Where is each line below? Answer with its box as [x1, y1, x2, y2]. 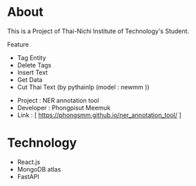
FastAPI [17, 172, 39, 180]
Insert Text [17, 68, 48, 76]
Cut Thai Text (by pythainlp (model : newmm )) [17, 83, 150, 91]
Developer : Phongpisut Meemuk [17, 103, 111, 112]
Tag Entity [17, 53, 46, 62]
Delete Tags [17, 61, 52, 69]
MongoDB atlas [17, 165, 61, 173]
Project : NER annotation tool [17, 96, 99, 104]
